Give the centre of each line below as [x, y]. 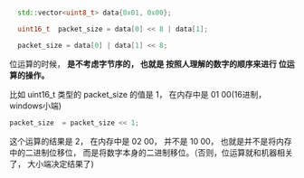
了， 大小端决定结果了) [52, 164]
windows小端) [35, 106]
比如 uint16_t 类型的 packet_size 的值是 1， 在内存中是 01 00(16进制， [138, 94]
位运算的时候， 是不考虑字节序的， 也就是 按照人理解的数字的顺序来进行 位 [148, 63]
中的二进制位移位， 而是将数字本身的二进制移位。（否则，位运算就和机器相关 [151, 152]
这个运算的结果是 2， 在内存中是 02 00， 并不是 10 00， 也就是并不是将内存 [151, 141]
